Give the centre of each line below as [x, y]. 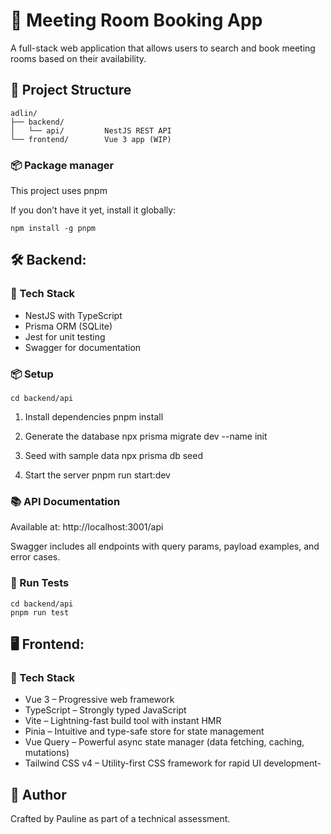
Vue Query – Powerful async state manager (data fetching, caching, [164, 742]
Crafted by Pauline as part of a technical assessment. [120, 819]
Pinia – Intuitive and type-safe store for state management [144, 731]
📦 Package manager [62, 165]
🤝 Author [38, 794]
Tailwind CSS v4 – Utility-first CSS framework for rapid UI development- [173, 763]
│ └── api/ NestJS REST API [91, 130]
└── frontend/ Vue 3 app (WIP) [91, 139]
